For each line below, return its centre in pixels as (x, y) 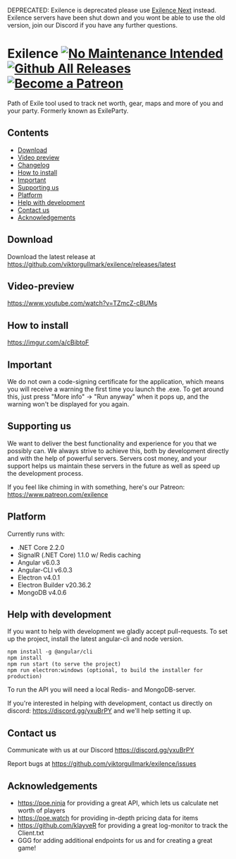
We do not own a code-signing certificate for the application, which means (116, 382)
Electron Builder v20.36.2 (54, 584)
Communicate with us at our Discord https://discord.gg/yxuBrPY (101, 750)
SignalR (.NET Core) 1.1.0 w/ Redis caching (79, 555)
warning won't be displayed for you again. (68, 404)
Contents (28, 133)
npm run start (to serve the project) (64, 664)
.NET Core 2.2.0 (41, 547)
